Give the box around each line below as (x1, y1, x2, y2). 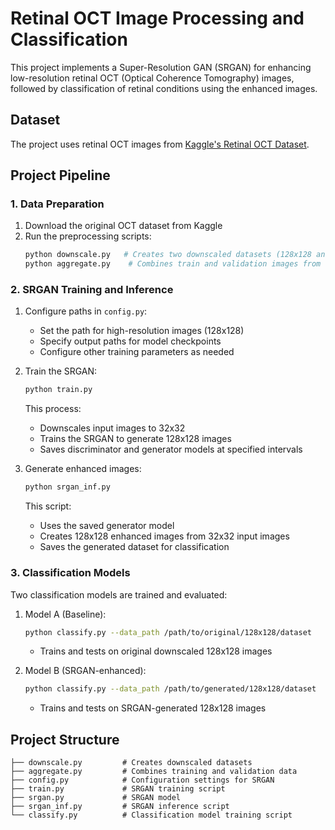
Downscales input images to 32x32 (39, 422, 186, 434)
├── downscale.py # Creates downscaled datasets (10, 758, 253, 768)
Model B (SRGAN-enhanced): (24, 665, 147, 677)
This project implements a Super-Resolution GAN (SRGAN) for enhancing (10, 61, 312, 73)
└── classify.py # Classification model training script (10, 810, 293, 821)
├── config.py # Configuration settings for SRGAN (10, 775, 275, 786)
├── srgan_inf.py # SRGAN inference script (10, 802, 230, 812)
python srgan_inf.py (24, 482, 111, 492)
